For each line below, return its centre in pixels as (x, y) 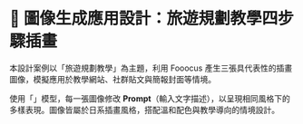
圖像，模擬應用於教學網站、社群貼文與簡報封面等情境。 (112, 79)
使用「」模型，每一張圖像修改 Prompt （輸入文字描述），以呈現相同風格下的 (150, 98)
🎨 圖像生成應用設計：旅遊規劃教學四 (144, 19)
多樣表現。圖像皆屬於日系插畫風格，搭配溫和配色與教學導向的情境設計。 (144, 110)
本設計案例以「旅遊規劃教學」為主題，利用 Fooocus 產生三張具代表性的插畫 (151, 68)
